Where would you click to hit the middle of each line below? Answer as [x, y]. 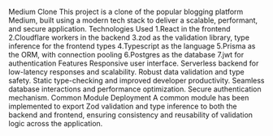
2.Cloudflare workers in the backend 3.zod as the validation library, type [129, 37]
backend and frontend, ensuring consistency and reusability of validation [131, 115]
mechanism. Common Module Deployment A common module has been [129, 98]
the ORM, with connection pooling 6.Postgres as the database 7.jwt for [126, 55]
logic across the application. [56, 123]
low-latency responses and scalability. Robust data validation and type [127, 72]
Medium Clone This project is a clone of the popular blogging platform [126, 12]
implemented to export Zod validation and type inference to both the [123, 106]
